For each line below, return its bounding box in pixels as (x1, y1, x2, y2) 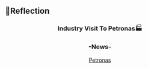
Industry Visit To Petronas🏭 (57, 25, 143, 33)
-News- (88, 43, 112, 51)
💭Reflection (5, 6, 50, 16)
